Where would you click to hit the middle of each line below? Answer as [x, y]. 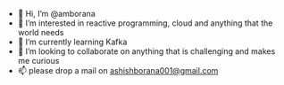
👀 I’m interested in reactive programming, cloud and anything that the [145, 23]
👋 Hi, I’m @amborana [56, 14]
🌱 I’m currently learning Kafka [72, 42]
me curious [38, 61]
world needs [41, 32]
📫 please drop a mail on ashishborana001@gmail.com [118, 70]
